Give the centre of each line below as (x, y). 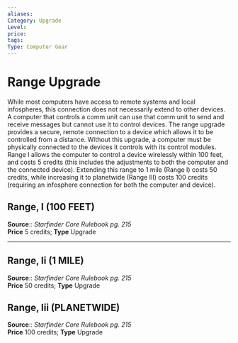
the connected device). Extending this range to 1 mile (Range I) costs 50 (112, 169)
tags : (15, 40)
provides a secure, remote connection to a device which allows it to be (110, 131)
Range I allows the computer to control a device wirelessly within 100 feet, (115, 154)
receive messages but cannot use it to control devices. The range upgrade (116, 124)
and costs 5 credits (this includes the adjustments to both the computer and (118, 162)
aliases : (20, 14)
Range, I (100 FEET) (51, 207)
